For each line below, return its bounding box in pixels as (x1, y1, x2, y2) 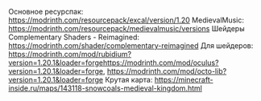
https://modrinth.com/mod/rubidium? (8, 50, 131, 59)
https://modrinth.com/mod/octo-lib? (107, 67, 227, 75)
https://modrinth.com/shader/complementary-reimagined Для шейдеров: (8, 41, 254, 50)
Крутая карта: (104, 75, 153, 84)
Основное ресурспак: (8, 7, 84, 16)
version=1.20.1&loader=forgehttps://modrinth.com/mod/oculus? (8, 58, 219, 67)
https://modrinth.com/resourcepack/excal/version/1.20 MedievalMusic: (8, 15, 244, 25)
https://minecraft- (154, 75, 213, 84)
